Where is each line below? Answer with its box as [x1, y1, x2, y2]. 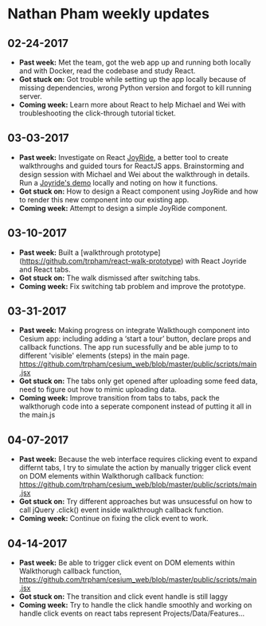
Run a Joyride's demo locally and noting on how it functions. [18, 178, 218, 187]
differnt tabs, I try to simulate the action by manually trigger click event [18, 463, 252, 472]
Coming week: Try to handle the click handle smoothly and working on [18, 601, 252, 610]
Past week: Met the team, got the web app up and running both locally [18, 57, 252, 67]
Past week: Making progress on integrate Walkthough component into [18, 326, 250, 335]
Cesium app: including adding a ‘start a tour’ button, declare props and [18, 334, 252, 343]
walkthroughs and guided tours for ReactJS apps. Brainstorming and [18, 161, 244, 170]
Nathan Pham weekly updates [7, 5, 210, 23]
